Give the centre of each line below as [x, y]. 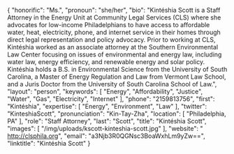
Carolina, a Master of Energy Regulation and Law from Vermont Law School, [117, 77]
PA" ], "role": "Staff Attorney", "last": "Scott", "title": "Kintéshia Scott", [107, 121]
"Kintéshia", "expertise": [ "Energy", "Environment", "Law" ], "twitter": [107, 106]
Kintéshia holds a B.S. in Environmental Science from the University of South [117, 69]
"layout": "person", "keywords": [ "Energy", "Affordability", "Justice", [105, 91]
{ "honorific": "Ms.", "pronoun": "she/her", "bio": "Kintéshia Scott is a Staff [114, 10]
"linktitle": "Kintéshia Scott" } [49, 143]
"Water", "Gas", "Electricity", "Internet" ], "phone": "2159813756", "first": [111, 99]
